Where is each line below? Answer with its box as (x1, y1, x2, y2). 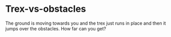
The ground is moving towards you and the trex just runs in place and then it (5, 20, 166, 26)
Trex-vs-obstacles (5, 3, 86, 15)
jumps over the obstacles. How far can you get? (5, 25, 106, 31)
